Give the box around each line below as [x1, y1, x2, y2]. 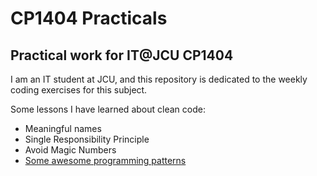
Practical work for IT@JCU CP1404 [10, 47, 234, 64]
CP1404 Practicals [10, 7, 168, 30]
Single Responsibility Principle [24, 133, 150, 145]
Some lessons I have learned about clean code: [10, 103, 206, 115]
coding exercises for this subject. [10, 84, 148, 96]
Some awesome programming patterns [24, 155, 187, 166]
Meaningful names [24, 123, 102, 134]
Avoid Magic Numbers [24, 144, 117, 156]
